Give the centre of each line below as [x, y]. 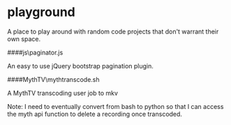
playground [41, 12]
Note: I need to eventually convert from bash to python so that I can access [115, 106]
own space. [24, 38]
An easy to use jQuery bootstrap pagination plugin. [80, 66]
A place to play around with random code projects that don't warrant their [113, 31]
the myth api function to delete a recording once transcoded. [95, 114]
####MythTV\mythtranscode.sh [53, 79]
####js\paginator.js [35, 52]
